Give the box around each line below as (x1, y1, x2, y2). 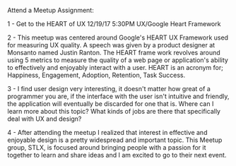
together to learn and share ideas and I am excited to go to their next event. (7, 151, 227, 159)
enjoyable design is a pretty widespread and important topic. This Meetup (7, 136, 223, 144)
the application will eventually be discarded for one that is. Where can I (7, 100, 214, 108)
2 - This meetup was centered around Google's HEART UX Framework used (7, 33, 228, 42)
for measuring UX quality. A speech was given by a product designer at (7, 41, 216, 49)
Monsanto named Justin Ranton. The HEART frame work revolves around (7, 49, 220, 57)
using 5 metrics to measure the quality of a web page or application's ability (7, 56, 228, 64)
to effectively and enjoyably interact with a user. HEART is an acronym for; (7, 64, 224, 71)
